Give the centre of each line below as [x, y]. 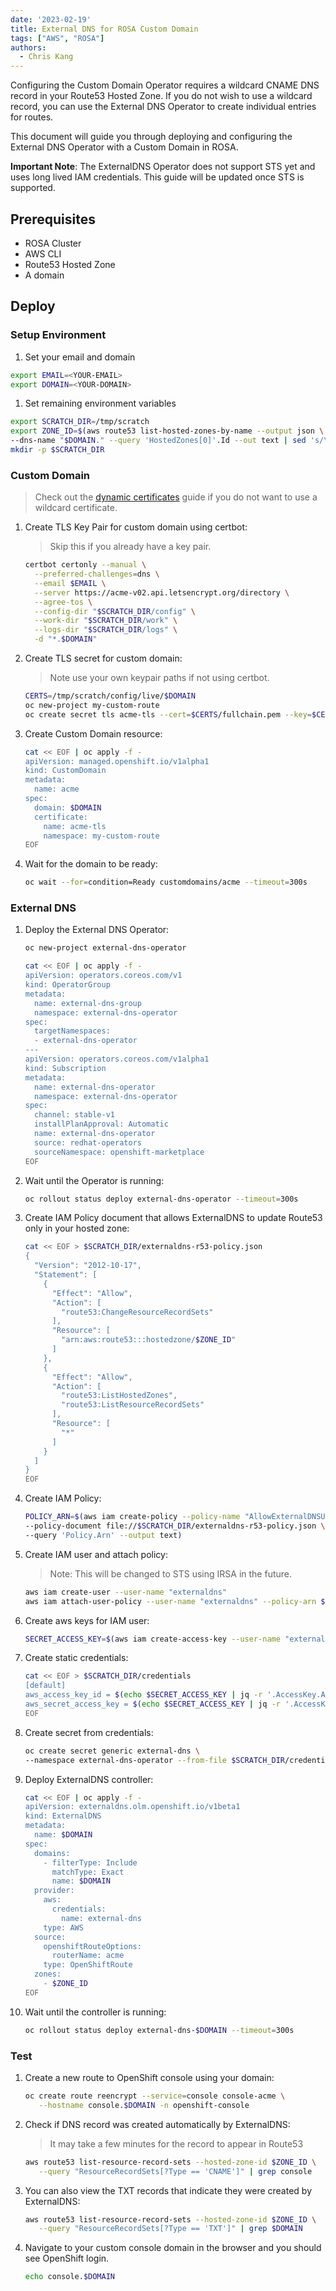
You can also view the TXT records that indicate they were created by [168, 2190]
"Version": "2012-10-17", [88, 1266]
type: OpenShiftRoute [88, 1965]
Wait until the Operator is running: [94, 1180]
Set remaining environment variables [100, 403]
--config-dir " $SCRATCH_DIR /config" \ [115, 611]
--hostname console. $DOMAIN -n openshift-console [144, 2105]
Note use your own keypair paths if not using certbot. [159, 678]
